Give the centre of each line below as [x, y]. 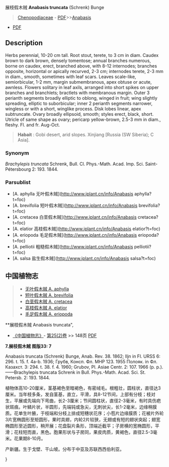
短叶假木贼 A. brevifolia [49, 295]
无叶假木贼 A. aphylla [47, 289]
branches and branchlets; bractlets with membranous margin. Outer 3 [77, 93]
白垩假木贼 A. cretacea [49, 302]
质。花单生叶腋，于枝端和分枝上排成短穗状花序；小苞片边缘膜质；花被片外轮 [84, 413]
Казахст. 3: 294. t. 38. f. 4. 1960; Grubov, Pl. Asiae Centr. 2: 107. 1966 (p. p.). [84, 367]
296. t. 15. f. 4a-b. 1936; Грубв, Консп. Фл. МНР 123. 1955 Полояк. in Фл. [81, 362]
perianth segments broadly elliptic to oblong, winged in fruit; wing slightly [81, 98]
